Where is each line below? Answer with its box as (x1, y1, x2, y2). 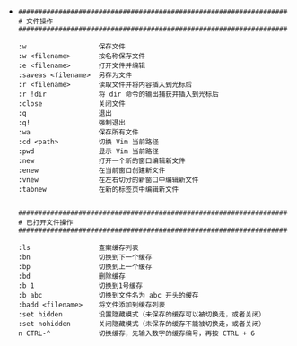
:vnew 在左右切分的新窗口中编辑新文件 (17, 176, 199, 185)
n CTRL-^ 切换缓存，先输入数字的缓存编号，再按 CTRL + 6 (17, 329, 256, 338)
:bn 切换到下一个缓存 (17, 253, 153, 262)
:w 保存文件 (17, 42, 126, 51)
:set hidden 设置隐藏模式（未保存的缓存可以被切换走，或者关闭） (17, 310, 266, 319)
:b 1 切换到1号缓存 (17, 281, 144, 290)
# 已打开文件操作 (17, 218, 74, 227)
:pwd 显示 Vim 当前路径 (17, 147, 160, 156)
